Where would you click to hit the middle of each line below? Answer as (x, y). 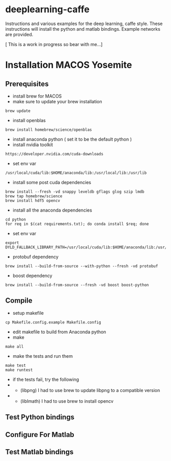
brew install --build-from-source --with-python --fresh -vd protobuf (82, 266)
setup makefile (28, 313)
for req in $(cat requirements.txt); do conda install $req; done (77, 224)
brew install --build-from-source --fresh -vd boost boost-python (77, 285)
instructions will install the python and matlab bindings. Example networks (83, 29)
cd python (16, 219)
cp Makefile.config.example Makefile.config (53, 322)
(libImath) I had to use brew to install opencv (67, 401)
